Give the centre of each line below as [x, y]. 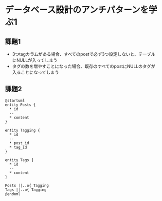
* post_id [19, 143]
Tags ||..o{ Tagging [26, 190]
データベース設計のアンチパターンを [77, 10]
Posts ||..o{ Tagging [27, 185]
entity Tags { [19, 160]
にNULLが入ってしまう [35, 60]
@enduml [13, 194]
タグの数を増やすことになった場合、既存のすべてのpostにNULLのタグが [84, 66]
